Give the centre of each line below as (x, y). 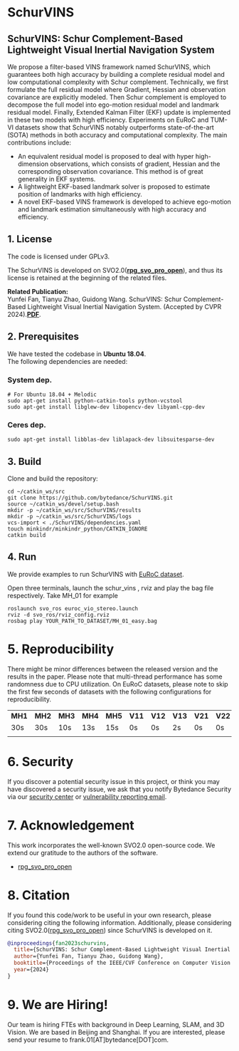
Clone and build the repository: (53, 479)
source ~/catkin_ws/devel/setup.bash (63, 504)
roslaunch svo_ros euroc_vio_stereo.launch (73, 608)
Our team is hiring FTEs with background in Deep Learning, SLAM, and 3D (116, 1024)
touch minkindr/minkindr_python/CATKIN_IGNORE (78, 529)
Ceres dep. (27, 424)
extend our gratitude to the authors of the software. (83, 852)
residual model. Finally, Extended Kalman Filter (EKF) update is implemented (119, 112)
